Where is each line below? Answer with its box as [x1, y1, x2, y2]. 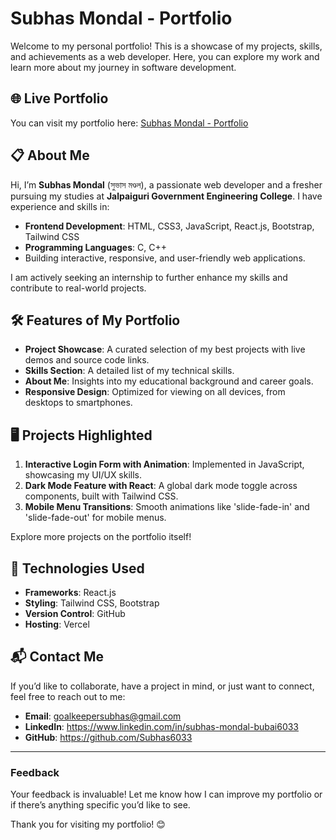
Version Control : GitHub [24, 608, 126, 619]
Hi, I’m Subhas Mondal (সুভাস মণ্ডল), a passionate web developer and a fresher [10, 178, 323, 191]
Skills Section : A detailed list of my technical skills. [24, 365, 235, 377]
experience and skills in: [10, 200, 110, 212]
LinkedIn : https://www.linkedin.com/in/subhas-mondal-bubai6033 [24, 720, 300, 732]
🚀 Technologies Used [10, 560, 145, 577]
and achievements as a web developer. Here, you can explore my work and [10, 50, 320, 62]
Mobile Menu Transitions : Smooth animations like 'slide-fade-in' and [24, 501, 310, 513]
